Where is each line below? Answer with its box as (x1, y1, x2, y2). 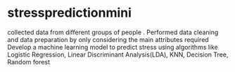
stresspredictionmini (7, 5, 132, 21)
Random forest (7, 57, 51, 66)
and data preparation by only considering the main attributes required (7, 35, 209, 43)
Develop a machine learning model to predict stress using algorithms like (7, 43, 218, 51)
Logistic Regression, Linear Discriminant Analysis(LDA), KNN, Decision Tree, (7, 50, 229, 59)
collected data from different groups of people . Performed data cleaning (7, 28, 219, 36)
